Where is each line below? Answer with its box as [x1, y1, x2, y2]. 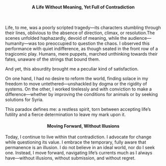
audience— [128, 35, 152, 41]
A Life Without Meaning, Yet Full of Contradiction [32, 4, 135, 10]
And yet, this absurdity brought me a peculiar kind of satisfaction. [5, 66, 139, 72]
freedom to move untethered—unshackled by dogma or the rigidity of [5, 81, 147, 87]
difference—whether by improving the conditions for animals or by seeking [5, 91, 158, 97]
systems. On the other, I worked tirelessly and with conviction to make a [5, 86, 152, 92]
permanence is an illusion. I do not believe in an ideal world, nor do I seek [5, 145, 155, 151]
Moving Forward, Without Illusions [47, 123, 120, 129]
